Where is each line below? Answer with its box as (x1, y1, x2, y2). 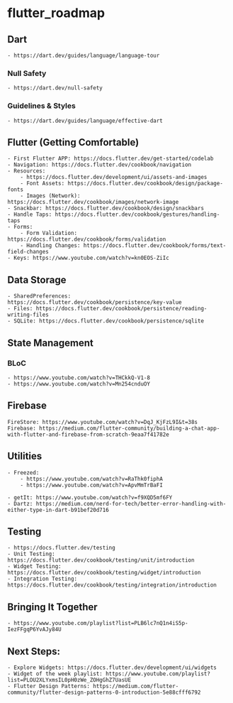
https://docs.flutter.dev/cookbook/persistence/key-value (7, 299, 182, 306)
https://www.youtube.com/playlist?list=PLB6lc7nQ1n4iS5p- (13, 620, 189, 627)
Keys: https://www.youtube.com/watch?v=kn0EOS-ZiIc (13, 254, 170, 262)
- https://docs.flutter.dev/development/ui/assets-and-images (20, 174, 208, 181)
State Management (7, 337, 93, 349)
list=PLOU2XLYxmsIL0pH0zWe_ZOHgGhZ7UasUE (7, 676, 132, 683)
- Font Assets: (20, 180, 65, 187)
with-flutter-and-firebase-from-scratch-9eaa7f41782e (7, 431, 170, 438)
